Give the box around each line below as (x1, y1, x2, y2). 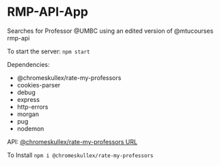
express (16, 95, 40, 103)
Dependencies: (7, 60, 50, 68)
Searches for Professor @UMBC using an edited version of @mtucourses (7, 27, 214, 35)
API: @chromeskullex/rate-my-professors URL (7, 137, 138, 146)
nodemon (16, 124, 44, 133)
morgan (16, 110, 40, 118)
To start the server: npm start (7, 47, 90, 55)
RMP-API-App (7, 4, 89, 20)
